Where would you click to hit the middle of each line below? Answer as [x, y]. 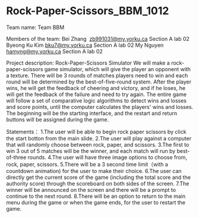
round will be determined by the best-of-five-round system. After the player [99, 82]
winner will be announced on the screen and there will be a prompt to [91, 190]
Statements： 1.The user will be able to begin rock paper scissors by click [96, 132]
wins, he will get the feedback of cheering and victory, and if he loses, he [96, 88]
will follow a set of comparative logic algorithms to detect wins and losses [97, 100]
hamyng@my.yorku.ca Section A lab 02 [54, 51]
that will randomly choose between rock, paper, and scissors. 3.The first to [98, 145]
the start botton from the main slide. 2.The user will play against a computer [99, 138]
